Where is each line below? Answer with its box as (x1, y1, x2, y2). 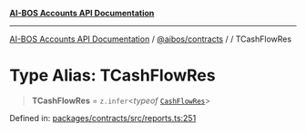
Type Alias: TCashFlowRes (9, 65, 216, 86)
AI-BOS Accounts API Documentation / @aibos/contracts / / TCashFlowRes (9, 33, 292, 44)
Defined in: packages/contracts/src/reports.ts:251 (9, 112, 197, 123)
